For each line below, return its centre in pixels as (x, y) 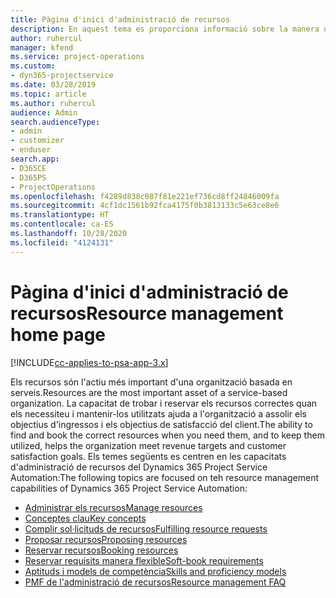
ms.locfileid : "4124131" (62, 242)
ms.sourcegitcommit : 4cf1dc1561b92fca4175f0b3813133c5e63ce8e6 (145, 206)
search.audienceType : (55, 122)
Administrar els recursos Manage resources (113, 507)
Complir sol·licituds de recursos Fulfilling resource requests (146, 528)
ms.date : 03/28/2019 (53, 85)
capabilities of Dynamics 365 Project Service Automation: (129, 488)
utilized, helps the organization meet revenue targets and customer (148, 445)
